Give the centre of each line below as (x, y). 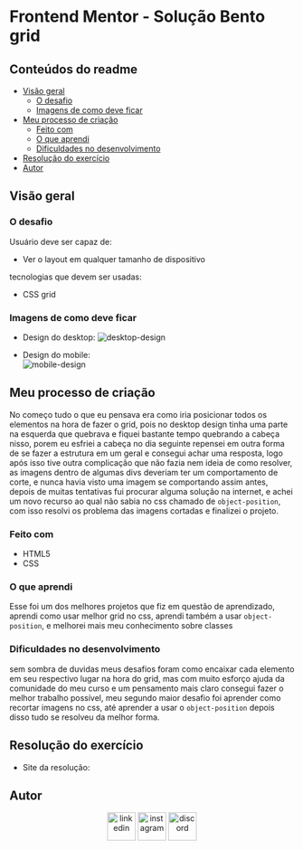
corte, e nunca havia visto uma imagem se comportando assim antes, (139, 482)
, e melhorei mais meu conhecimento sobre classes (137, 626)
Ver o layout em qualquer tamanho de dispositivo (114, 259)
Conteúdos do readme (74, 69)
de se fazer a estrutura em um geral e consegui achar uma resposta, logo (146, 453)
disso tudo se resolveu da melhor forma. (85, 717)
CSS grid (39, 294)
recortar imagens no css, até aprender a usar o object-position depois (142, 707)
